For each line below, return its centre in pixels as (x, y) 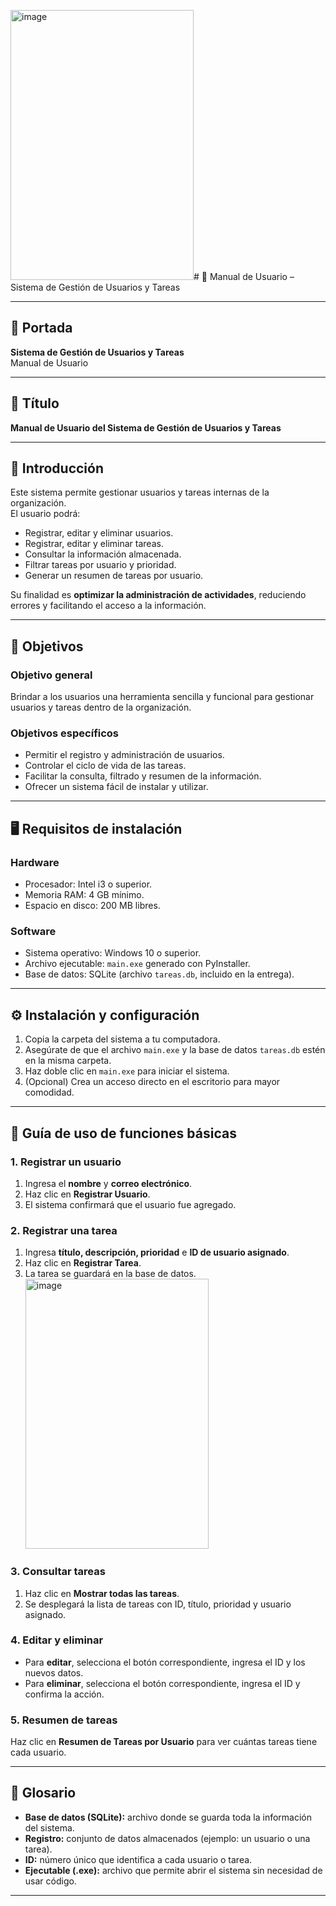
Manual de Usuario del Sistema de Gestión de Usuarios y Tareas (146, 427)
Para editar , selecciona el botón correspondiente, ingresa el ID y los (165, 1662)
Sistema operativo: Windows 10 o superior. (113, 953)
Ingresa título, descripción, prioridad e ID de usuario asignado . (157, 1252)
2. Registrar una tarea (64, 1230)
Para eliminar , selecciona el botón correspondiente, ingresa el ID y (162, 1683)
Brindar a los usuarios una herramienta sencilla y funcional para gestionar (162, 697)
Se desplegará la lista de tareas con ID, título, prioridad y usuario (158, 1604)
